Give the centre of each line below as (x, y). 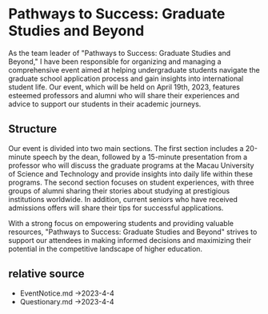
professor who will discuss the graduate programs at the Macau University (131, 165)
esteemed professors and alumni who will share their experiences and (124, 95)
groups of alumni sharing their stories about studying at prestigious (119, 191)
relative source (47, 274)
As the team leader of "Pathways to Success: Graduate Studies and (120, 53)
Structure (33, 129)
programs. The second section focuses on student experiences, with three (131, 182)
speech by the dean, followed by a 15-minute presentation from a (140, 157)
